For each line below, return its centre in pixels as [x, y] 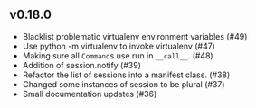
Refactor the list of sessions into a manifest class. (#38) [126, 75]
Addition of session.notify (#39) [82, 65]
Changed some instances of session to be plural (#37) [123, 84]
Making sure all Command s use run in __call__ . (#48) [118, 55]
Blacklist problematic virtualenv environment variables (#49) [135, 36]
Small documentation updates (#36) [90, 94]
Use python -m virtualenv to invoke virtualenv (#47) [119, 46]
